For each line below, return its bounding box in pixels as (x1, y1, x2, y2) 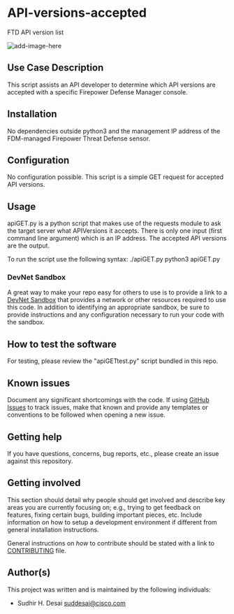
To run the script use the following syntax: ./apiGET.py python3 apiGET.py (7, 255, 220, 264)
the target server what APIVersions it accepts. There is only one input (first (7, 227, 222, 235)
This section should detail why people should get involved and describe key (7, 495, 226, 504)
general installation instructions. (7, 525, 99, 534)
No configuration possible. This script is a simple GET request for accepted (7, 173, 224, 181)
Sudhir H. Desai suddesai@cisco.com (17, 599, 126, 607)
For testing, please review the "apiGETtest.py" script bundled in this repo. (7, 357, 219, 365)
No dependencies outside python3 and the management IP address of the (7, 127, 221, 135)
